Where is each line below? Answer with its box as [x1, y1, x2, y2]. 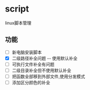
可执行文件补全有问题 [12, 61, 54, 67]
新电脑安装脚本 [12, 49, 42, 55]
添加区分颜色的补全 [12, 80, 51, 86]
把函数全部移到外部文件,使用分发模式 [12, 74, 85, 79]
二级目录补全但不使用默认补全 [12, 67, 71, 73]
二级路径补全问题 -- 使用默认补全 [12, 55, 78, 61]
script [5, 3, 29, 15]
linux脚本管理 [5, 20, 31, 26]
